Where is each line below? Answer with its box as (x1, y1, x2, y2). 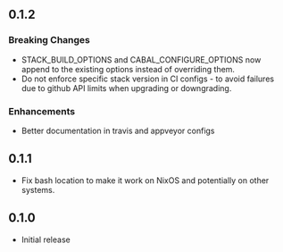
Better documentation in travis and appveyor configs (21, 125, 215, 136)
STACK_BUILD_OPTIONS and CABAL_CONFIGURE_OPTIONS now (21, 54, 262, 65)
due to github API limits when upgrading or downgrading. (21, 82, 232, 93)
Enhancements (8, 105, 76, 117)
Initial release (21, 234, 71, 245)
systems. (21, 184, 55, 195)
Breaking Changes (8, 34, 91, 46)
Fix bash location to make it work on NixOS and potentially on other (21, 174, 270, 186)
